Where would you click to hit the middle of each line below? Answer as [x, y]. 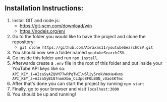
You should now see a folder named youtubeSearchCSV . [69, 52]
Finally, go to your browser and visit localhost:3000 [66, 89]
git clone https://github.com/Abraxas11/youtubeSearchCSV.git [86, 47]
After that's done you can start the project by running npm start [78, 83]
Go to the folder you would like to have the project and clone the [79, 36]
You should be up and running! [44, 94]
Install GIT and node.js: [36, 20]
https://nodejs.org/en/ [42, 31]
